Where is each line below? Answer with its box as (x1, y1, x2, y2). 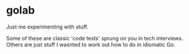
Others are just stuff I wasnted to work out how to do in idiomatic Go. (6, 41, 176, 48)
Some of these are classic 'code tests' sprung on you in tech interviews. (6, 34, 184, 42)
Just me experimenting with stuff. (6, 23, 88, 30)
